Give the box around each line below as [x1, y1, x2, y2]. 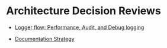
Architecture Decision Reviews [6, 4, 161, 18]
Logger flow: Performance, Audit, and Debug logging [14, 24, 144, 31]
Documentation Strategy [14, 35, 75, 42]
